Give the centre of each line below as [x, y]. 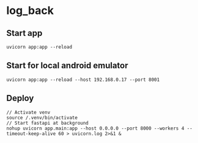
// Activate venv [28, 112]
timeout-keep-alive [31, 134]
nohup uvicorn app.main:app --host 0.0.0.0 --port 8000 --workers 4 [95, 128]
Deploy [20, 98]
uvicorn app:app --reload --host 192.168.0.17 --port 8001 [83, 80]
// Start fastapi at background [47, 123]
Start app [24, 33]
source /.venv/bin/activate [42, 117]
